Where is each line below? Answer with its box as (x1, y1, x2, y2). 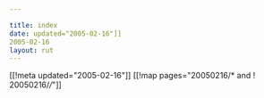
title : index (9, 20, 58, 29)
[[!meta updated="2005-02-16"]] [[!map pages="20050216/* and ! (9, 70, 256, 81)
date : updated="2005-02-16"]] (9, 29, 123, 38)
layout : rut (9, 45, 54, 54)
